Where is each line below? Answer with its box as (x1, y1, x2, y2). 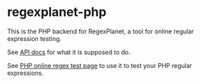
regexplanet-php (7, 4, 107, 20)
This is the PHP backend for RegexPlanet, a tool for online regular (7, 27, 194, 35)
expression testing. (7, 34, 62, 42)
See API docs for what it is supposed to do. (7, 48, 131, 56)
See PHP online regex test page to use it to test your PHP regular (7, 61, 193, 69)
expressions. (7, 69, 44, 77)
